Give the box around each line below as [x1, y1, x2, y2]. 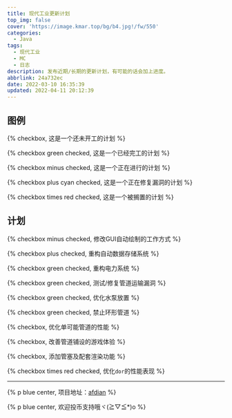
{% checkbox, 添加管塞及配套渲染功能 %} [7, 352, 126, 360]
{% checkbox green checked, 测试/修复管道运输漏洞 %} [7, 278, 166, 287]
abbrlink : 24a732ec [7, 74, 64, 82]
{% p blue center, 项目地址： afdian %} [7, 388, 117, 396]
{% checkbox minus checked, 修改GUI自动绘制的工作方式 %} [7, 234, 182, 243]
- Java [13, 36, 32, 43]
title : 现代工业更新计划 [7, 10, 70, 17]
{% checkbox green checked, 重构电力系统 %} [7, 264, 140, 272]
